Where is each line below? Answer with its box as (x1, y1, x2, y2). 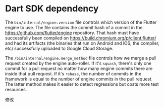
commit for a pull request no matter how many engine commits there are (5, 65, 153, 71)
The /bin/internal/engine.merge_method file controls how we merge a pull (5, 55, 157, 61)
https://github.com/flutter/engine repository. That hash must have (5, 30, 139, 36)
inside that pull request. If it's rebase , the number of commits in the (5, 71, 142, 76)
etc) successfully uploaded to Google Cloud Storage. (5, 45, 113, 51)
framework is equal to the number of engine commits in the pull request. (5, 76, 153, 82)
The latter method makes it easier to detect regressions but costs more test (5, 81, 159, 87)
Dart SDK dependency (5, 3, 99, 14)
